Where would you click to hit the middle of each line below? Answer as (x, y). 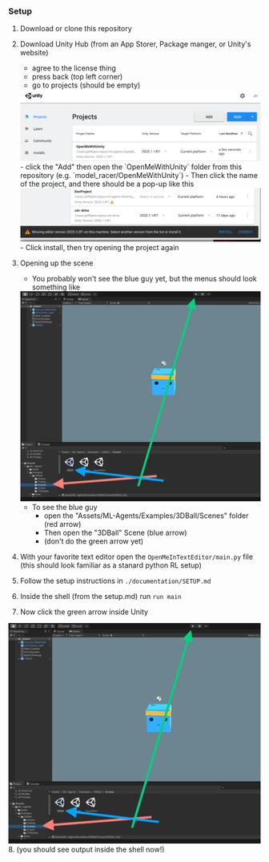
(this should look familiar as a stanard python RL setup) (111, 565)
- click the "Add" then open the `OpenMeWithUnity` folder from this (131, 167)
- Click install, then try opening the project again (99, 248)
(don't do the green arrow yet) (94, 541)
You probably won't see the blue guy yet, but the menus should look (145, 279)
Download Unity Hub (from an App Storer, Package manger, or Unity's (135, 44)
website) (34, 53)
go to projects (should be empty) (86, 85)
